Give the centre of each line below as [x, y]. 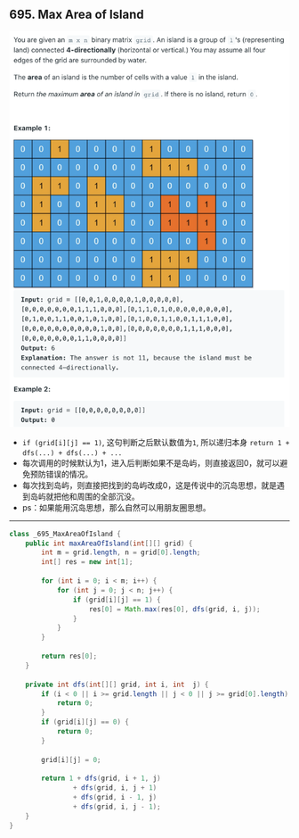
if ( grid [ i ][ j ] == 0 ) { [85, 722]
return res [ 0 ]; [69, 656]
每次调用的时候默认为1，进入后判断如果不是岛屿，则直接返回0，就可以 [151, 462]
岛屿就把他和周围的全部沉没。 [85, 496]
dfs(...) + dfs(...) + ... [72, 453]
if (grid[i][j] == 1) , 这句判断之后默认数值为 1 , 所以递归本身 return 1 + [156, 442]
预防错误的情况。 [61, 474]
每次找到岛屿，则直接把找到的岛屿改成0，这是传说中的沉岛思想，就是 [149, 485]
